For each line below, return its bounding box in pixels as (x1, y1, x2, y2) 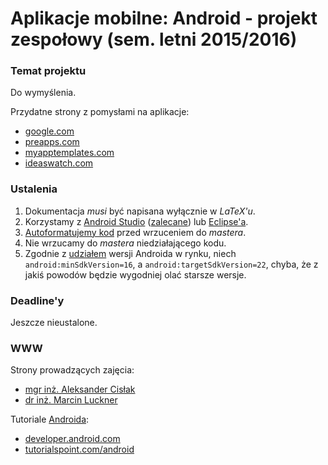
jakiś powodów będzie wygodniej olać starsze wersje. (24, 268, 247, 281)
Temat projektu (10, 64, 87, 78)
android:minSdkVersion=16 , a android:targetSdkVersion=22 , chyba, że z (24, 258, 319, 270)
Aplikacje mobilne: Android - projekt (10, 7, 318, 30)
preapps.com (24, 136, 80, 148)
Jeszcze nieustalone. (10, 317, 98, 329)
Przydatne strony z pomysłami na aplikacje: (10, 106, 190, 118)
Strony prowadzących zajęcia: (10, 364, 135, 376)
